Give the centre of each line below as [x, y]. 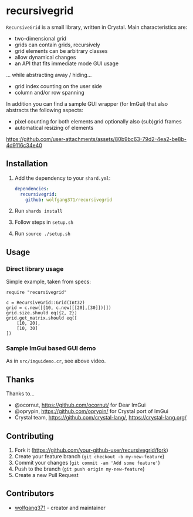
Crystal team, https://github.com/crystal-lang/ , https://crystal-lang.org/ [100, 418]
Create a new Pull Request [47, 475]
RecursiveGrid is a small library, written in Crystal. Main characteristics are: [97, 27]
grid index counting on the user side [58, 86]
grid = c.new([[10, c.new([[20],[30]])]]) [59, 308]
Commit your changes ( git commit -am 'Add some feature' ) [87, 462]
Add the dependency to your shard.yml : [62, 178]
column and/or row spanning [50, 92]
